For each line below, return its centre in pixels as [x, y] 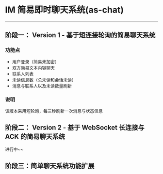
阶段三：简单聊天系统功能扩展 [50, 166]
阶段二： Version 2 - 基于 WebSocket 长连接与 [75, 128]
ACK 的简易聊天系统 [35, 137]
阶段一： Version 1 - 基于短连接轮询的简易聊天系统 [80, 35]
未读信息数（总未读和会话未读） [44, 80]
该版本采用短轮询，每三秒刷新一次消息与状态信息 [54, 111]
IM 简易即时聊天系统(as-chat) [65, 10]
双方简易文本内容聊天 [33, 68]
